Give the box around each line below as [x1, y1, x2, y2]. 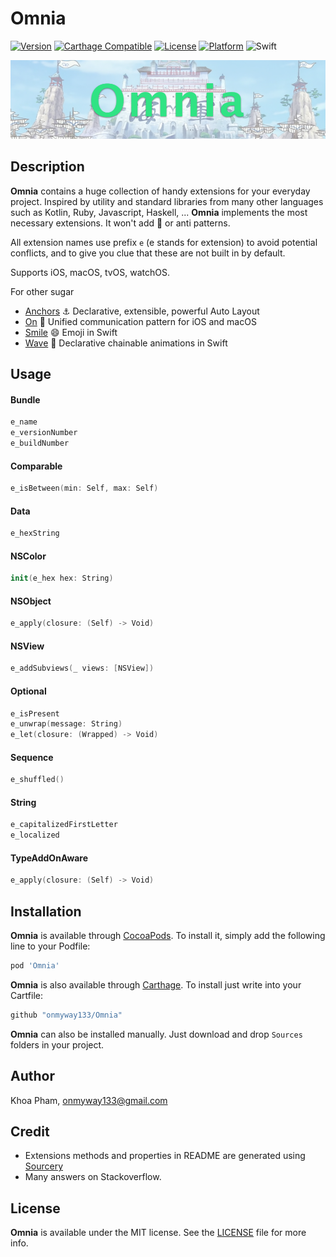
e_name [10, 417, 38, 427]
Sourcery [24, 1160, 64, 1172]
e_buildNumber [10, 438, 70, 449]
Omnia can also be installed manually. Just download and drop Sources [10, 1028, 303, 1040]
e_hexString [10, 528, 60, 539]
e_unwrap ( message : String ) [10, 719, 123, 729]
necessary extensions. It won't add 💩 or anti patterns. [10, 217, 231, 229]
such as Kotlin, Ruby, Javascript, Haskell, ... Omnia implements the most [10, 206, 308, 218]
